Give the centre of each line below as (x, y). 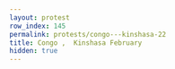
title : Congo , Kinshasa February (76, 43)
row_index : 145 (38, 26)
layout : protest (39, 17)
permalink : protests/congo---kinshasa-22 (88, 34)
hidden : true (34, 51)
